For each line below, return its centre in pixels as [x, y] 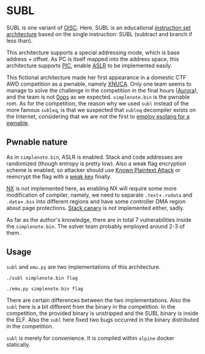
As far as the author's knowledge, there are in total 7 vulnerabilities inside [99, 220]
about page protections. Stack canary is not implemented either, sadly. [95, 208]
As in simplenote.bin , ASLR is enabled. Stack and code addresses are [95, 157]
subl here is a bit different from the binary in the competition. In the [91, 306]
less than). [20, 40]
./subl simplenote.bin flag [42, 278]
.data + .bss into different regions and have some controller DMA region [96, 201]
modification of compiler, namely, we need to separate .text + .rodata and [99, 195]
